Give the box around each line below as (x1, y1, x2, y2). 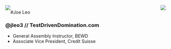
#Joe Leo (10, 9, 31, 15)
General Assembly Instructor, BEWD (12, 33, 89, 39)
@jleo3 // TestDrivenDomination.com (5, 21, 99, 28)
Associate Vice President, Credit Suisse (12, 38, 96, 44)
